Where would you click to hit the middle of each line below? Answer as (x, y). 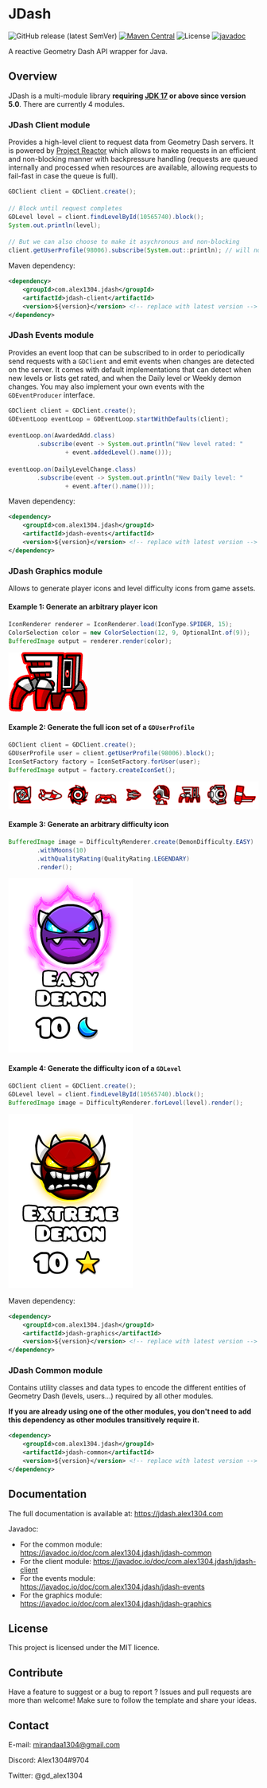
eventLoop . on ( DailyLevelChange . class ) (72, 469)
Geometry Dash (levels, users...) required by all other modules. (111, 1396)
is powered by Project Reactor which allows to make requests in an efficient (132, 151)
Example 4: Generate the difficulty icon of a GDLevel (95, 1068)
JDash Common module (56, 1370)
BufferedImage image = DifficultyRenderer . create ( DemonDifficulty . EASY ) (131, 842)
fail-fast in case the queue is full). (63, 176)
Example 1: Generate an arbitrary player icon (83, 606)
